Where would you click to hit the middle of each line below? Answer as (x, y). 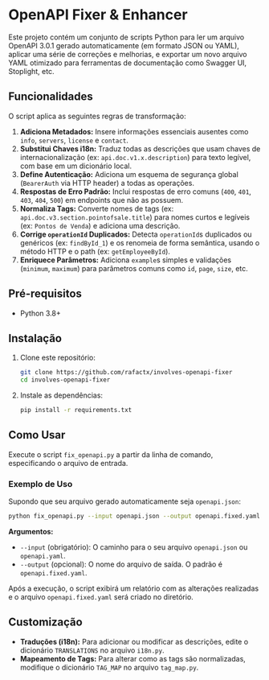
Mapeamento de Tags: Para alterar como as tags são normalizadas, (133, 658)
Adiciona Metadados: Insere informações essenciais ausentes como (134, 131)
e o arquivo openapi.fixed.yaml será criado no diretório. (101, 596)
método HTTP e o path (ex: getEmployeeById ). (95, 251)
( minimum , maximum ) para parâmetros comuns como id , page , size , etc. (134, 268)
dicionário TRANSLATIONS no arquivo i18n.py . (92, 650)
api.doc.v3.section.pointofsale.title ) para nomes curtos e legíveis (135, 217)
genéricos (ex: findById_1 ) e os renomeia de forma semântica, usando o (140, 242)
